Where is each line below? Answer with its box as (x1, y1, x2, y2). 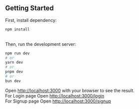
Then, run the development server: (5, 41, 76, 47)
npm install (5, 27, 30, 32)
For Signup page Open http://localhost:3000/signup (5, 98, 111, 104)
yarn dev (5, 60, 23, 65)
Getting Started (5, 4, 54, 12)
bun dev (5, 78, 21, 84)
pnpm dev (5, 69, 23, 74)
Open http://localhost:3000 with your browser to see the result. (5, 87, 135, 94)
